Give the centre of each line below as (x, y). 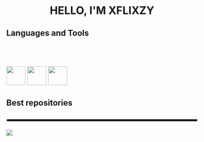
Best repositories (39, 103)
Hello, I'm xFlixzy (102, 11)
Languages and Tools (48, 33)
